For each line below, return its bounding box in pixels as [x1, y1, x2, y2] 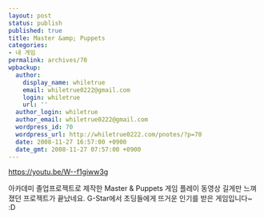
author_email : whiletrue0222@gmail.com [15, 116, 149, 124]
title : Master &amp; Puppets [8, 34, 106, 42]
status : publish [8, 19, 62, 27]
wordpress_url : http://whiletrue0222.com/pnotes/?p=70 [15, 130, 202, 138]
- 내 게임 [8, 49, 36, 57]
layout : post [8, 11, 52, 20]
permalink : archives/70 [8, 57, 88, 65]
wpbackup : [8, 64, 42, 72]
